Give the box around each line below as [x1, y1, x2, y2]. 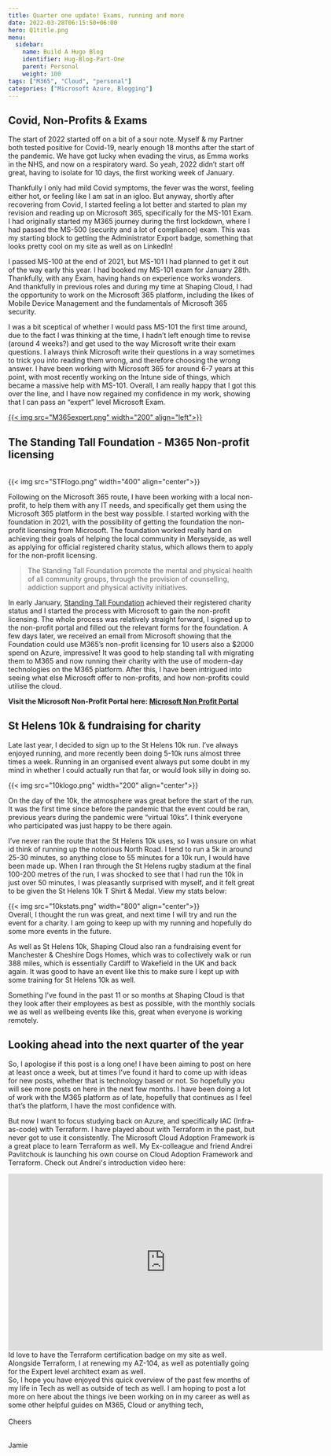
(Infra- [233, 1116, 255, 1125]
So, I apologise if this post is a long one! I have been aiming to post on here [8, 1059, 252, 1068]
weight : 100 [22, 70, 61, 78]
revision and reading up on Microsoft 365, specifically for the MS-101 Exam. [8, 208, 253, 218]
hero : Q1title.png [8, 26, 68, 34]
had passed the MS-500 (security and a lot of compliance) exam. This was [8, 225, 250, 234]
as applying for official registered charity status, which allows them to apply [8, 542, 254, 551]
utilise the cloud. [8, 682, 62, 690]
